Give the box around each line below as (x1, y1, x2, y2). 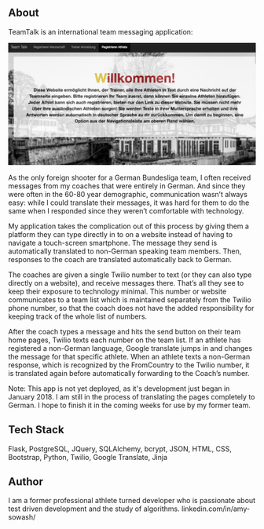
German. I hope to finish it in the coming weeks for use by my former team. (8, 400, 251, 410)
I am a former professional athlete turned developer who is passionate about (8, 496, 256, 505)
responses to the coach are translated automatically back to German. (8, 254, 232, 264)
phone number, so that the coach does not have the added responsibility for (8, 303, 255, 312)
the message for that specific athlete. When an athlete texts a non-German (8, 352, 251, 361)
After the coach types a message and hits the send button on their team (8, 327, 241, 336)
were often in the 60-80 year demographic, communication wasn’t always (8, 189, 247, 199)
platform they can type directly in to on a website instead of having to (8, 229, 233, 239)
